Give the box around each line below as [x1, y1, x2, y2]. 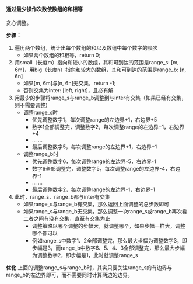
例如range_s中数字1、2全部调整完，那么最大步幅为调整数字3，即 [31, 237, 188, 244]
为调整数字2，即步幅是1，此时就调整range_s [31, 252, 138, 259]
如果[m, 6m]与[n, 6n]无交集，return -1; [23, 79, 116, 87]
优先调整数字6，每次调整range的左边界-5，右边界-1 [31, 158, 156, 165]
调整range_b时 [23, 151, 59, 158]
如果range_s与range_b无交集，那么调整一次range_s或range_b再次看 [23, 208, 188, 215]
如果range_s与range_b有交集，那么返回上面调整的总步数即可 [23, 200, 170, 207]
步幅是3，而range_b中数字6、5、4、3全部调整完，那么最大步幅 [31, 244, 185, 251]
